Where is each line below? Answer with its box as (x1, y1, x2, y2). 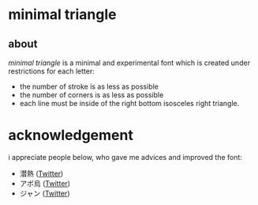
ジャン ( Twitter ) (19, 188, 70, 198)
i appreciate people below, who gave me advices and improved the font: (8, 152, 243, 161)
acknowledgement (8, 127, 134, 144)
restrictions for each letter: (8, 66, 95, 76)
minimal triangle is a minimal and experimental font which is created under (8, 58, 251, 67)
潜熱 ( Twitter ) (19, 169, 64, 178)
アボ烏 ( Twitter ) (19, 178, 71, 188)
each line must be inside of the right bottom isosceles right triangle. (19, 99, 240, 108)
